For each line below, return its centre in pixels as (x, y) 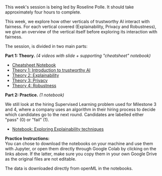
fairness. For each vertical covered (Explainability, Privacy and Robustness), (81, 27)
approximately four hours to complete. (43, 12)
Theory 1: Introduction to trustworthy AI (51, 70)
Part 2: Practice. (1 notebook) (35, 95)
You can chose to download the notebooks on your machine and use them (79, 144)
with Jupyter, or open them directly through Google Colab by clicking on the (81, 149)
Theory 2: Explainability (36, 75)
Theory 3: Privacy (30, 80)
